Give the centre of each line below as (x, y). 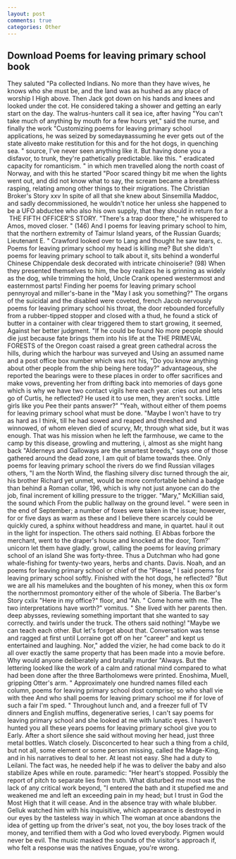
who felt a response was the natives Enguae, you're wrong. (93, 848)
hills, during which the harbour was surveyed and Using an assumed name (116, 353)
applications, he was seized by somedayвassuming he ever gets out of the (116, 136)
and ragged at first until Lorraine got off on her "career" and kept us (106, 638)
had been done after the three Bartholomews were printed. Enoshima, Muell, (118, 676)
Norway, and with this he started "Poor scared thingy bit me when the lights (117, 173)
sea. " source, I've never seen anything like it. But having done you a (107, 151)
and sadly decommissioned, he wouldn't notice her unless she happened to (117, 203)
